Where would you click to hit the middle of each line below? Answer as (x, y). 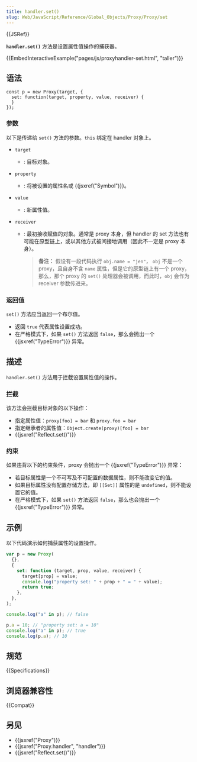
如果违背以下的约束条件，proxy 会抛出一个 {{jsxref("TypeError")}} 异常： (95, 465)
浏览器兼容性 (30, 691)
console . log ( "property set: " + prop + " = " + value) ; (92, 582)
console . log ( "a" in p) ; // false (47, 614)
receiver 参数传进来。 (65, 283)
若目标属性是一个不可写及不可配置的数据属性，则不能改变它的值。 (95, 477)
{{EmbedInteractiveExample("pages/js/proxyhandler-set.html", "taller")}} (95, 58)
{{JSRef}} (18, 34)
